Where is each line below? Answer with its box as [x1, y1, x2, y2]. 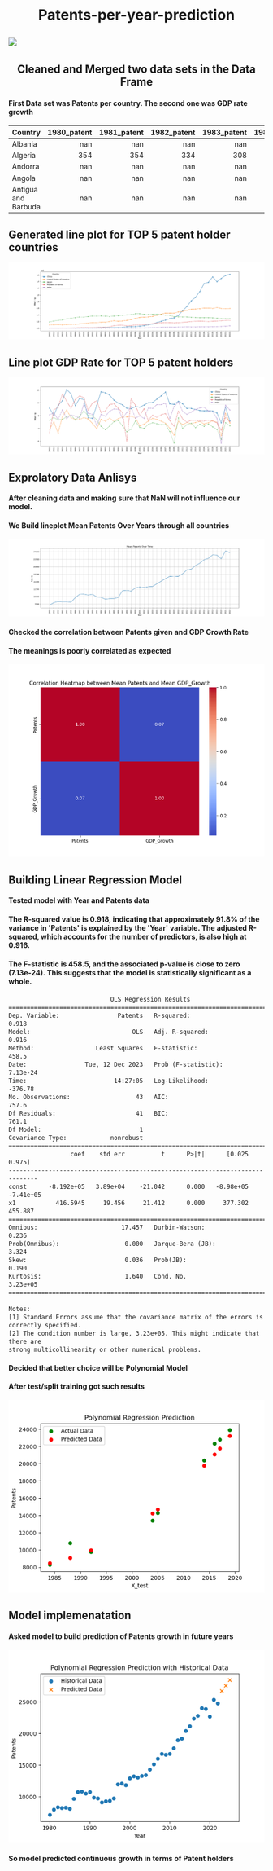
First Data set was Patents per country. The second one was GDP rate [8, 98, 248, 108]
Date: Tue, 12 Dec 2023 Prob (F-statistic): [8, 1061, 223, 1069]
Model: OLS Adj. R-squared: [8, 1028, 209, 1037]
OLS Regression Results [110, 996, 191, 1004]
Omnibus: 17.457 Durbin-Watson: [8, 1224, 206, 1232]
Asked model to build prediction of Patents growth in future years [8, 1631, 234, 1641]
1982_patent [150, 127, 196, 137]
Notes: [8, 1305, 31, 1314]
